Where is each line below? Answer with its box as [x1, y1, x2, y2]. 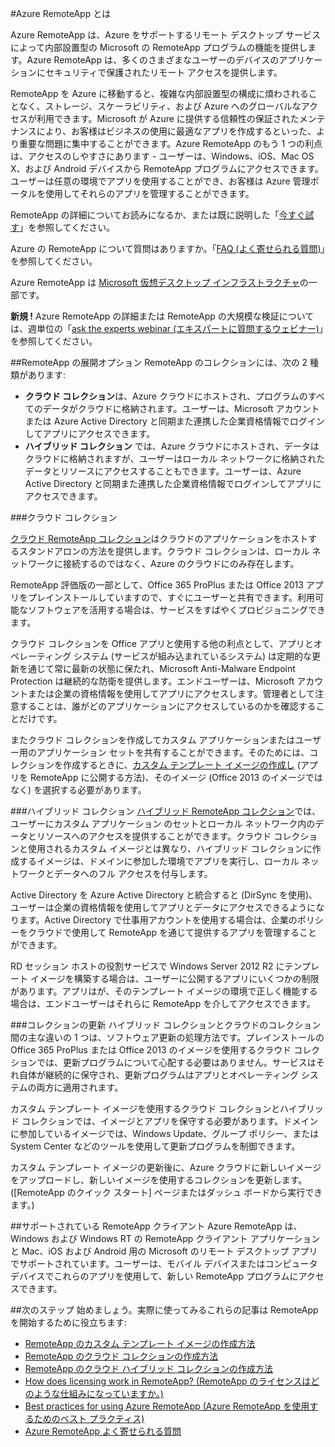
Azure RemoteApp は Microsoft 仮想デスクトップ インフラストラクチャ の [10, 277, 309, 288]
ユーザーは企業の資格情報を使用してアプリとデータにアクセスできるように [10, 902, 317, 913]
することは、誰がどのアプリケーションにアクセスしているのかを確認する [18, 700, 317, 712]
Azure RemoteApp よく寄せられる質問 [24, 1425, 182, 1437]
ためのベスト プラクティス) [33, 1413, 145, 1424]
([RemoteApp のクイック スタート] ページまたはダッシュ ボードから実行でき [10, 1187, 323, 1198]
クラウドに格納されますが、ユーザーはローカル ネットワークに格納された [24, 453, 326, 464]
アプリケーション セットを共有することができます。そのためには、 [36, 747, 310, 758]
